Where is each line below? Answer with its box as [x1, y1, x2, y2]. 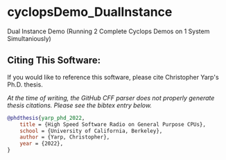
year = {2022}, [19, 140, 64, 148]
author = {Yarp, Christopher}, [19, 134, 110, 141]
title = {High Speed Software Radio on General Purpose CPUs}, [19, 121, 207, 128]
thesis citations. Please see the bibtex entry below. [7, 101, 153, 109]
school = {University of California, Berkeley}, [19, 127, 163, 134]
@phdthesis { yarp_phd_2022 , [7, 114, 85, 121]
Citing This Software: [7, 55, 101, 66]
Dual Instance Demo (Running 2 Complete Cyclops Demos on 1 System [7, 27, 210, 35]
